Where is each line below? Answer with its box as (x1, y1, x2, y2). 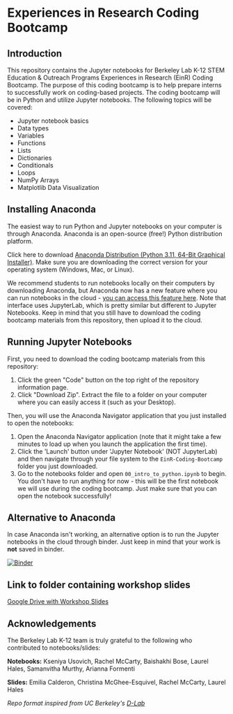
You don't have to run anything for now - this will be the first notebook (17, 477, 219, 485)
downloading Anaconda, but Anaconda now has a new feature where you (7, 286, 218, 295)
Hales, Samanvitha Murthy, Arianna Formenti (7, 664, 136, 673)
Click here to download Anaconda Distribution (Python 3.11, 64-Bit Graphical (7, 250, 225, 259)
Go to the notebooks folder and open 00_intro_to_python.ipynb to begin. (17, 469, 227, 477)
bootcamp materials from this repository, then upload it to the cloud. (7, 315, 203, 324)
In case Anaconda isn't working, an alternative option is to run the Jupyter (7, 530, 219, 539)
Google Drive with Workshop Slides (7, 597, 109, 606)
